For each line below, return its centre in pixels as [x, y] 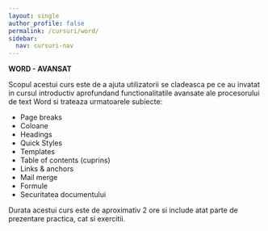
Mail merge [39, 178]
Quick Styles [41, 143]
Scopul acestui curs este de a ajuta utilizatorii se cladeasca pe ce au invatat [134, 85]
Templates [37, 152]
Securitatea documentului [63, 195]
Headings [36, 135]
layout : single [34, 16]
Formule [34, 186]
